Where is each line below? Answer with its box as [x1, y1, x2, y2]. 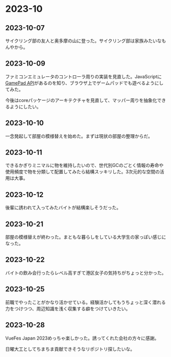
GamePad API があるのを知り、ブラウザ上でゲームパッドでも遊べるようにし [5, 80, 164, 86]
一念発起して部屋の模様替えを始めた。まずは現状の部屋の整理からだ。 [5, 133, 153, 139]
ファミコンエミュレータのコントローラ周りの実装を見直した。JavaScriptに [5, 73, 162, 79]
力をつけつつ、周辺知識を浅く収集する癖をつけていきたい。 [5, 305, 131, 311]
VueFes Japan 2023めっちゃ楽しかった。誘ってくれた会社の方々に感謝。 [5, 335, 159, 341]
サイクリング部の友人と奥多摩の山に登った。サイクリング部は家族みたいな [5, 38, 162, 44]
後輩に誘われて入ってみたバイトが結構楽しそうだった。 [5, 204, 121, 211]
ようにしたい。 [9, 103, 41, 110]
